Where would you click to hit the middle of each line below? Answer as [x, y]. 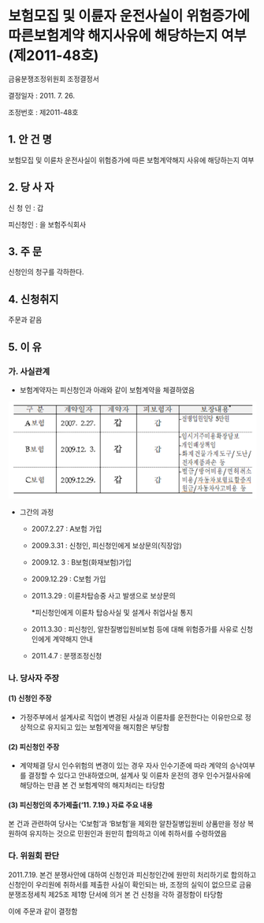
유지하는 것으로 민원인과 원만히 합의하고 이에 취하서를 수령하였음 [128, 834]
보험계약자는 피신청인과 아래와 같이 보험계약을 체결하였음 [107, 390]
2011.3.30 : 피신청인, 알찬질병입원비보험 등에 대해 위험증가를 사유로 [135, 629]
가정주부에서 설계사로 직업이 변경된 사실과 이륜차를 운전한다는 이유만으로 [131, 717]
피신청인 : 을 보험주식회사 [47, 224]
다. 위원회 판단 [34, 856]
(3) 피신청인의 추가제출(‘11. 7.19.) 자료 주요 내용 [81, 805]
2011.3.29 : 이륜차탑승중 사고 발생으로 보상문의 [103, 595]
